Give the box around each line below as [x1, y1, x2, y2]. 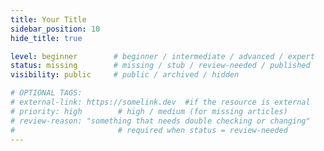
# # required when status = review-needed [10, 125, 288, 135]
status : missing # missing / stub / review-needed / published [10, 61, 311, 71]
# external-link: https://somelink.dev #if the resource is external [10, 97, 311, 107]
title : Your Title [10, 14, 87, 25]
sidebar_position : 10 [10, 24, 101, 34]
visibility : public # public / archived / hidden [10, 70, 240, 80]
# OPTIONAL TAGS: [10, 88, 83, 98]
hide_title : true [10, 33, 83, 43]
